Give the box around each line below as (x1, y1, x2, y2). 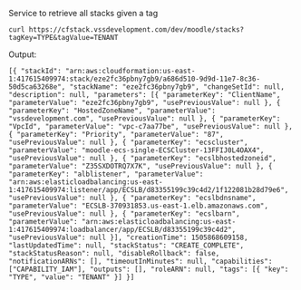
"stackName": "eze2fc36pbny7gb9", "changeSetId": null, (69, 82, 285, 92)
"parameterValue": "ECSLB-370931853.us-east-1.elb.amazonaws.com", (8, 201, 269, 210)
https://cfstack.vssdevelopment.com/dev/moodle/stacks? (28, 25, 245, 34)
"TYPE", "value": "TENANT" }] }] (8, 273, 135, 282)
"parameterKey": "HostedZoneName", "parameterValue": (8, 106, 217, 115)
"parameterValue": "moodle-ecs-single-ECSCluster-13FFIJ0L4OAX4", (8, 146, 265, 155)
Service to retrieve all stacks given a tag (8, 8, 159, 18)
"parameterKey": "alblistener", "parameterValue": (8, 169, 204, 179)
